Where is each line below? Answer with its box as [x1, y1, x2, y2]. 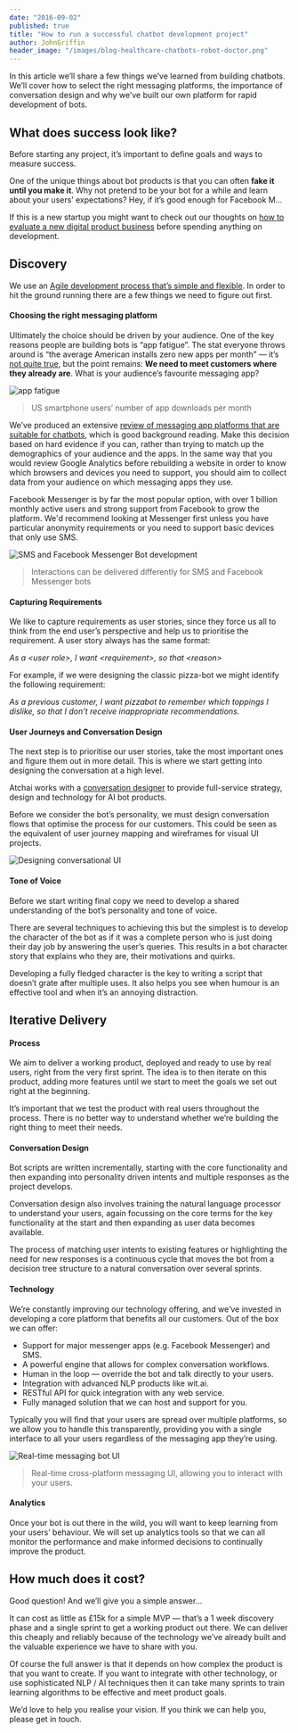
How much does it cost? [9, 1571, 145, 1587]
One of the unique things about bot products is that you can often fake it [9, 175, 275, 186]
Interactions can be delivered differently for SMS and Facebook [30, 566, 264, 576]
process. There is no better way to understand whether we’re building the [9, 1113, 278, 1124]
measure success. [9, 158, 77, 169]
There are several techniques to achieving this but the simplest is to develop [9, 922, 289, 933]
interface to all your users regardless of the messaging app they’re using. [9, 1433, 278, 1444]
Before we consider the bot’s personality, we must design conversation [9, 809, 270, 820]
